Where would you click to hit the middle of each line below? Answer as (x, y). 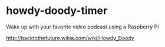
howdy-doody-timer (57, 11)
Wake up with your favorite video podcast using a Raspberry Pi (82, 27)
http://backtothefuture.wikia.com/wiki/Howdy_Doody (70, 38)
